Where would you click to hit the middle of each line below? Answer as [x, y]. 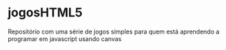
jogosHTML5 [45, 13]
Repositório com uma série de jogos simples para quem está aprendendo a [114, 32]
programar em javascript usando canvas [65, 38]
